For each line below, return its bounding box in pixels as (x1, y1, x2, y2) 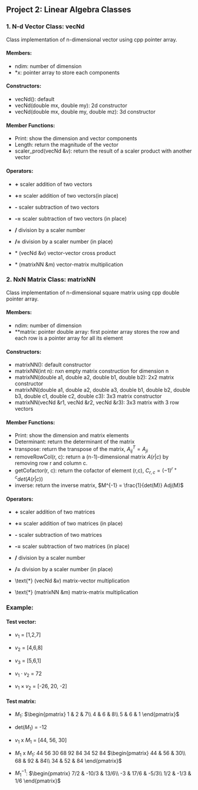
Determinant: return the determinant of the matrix (14, 438, 135, 446)
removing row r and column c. (14, 459, 88, 466)
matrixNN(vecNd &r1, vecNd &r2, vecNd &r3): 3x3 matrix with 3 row (14, 399, 180, 406)
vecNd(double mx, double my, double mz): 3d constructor (14, 108, 156, 115)
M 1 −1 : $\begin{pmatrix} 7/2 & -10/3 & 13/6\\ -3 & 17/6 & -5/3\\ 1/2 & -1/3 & (14, 769, 192, 778)
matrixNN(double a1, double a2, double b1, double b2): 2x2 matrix (14, 374, 174, 381)
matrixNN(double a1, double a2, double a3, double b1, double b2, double (14, 386, 190, 394)
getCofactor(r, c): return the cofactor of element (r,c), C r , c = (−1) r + (14, 466, 177, 475)
